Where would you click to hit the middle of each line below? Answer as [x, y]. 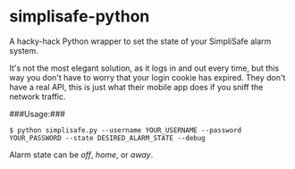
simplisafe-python [80, 17]
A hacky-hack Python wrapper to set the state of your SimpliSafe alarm [140, 41]
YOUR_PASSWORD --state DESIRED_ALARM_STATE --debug [107, 138]
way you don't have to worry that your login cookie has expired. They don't [147, 77]
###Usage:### [37, 114]
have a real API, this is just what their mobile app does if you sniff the [136, 87]
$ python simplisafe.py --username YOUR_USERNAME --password [126, 130]
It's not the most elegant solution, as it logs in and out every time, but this [144, 68]
